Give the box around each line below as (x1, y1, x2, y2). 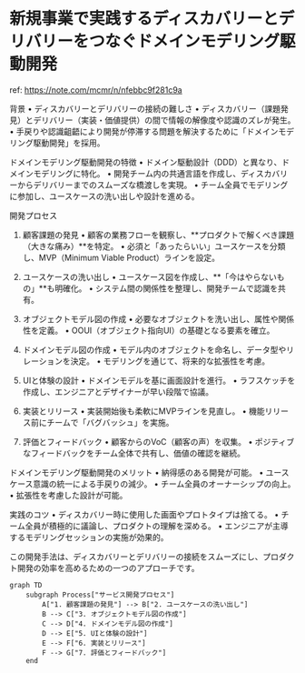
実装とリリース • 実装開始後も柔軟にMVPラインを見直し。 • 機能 (22, 406, 265, 417)
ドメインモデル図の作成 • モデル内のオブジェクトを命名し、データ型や (22, 344, 287, 355)
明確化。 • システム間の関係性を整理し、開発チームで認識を (54, 283, 279, 294)
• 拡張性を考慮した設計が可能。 (9, 489, 128, 500)
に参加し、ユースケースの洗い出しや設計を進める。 (9, 190, 200, 201)
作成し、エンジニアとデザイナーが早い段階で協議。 (22, 386, 214, 397)
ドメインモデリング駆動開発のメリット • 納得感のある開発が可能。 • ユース (9, 467, 290, 477)
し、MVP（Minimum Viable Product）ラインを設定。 (22, 252, 221, 263)
